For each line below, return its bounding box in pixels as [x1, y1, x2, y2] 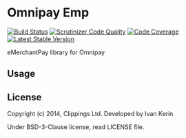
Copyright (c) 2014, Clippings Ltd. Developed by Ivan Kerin [7, 110, 174, 118]
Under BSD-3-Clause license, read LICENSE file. [7, 123, 145, 131]
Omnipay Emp [7, 5, 90, 21]
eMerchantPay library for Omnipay [7, 48, 105, 56]
